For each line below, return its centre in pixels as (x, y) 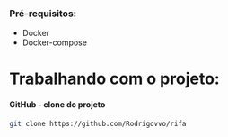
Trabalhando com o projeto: (114, 79)
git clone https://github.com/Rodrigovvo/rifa (98, 123)
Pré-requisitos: (43, 14)
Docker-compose (55, 42)
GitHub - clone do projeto (57, 105)
